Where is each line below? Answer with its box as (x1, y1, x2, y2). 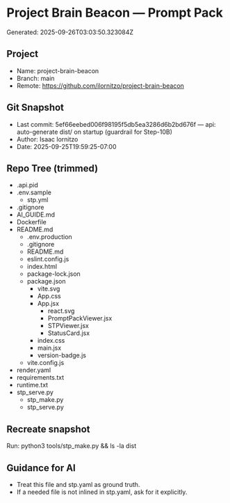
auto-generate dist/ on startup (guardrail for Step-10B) (16, 127, 173, 136)
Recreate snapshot (6, 423, 90, 435)
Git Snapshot (6, 102, 64, 114)
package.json (26, 277, 66, 286)
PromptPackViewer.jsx (47, 314, 113, 323)
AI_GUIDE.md (16, 210, 56, 219)
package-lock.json (26, 270, 81, 278)
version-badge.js (37, 351, 87, 359)
